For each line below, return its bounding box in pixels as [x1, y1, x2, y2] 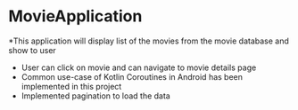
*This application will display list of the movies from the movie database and [8, 35, 289, 46]
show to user [8, 44, 57, 55]
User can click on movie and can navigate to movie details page [21, 62, 257, 73]
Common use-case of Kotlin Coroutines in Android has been [21, 71, 243, 82]
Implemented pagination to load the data [21, 90, 170, 101]
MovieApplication [8, 6, 143, 27]
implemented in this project [21, 81, 122, 91]
